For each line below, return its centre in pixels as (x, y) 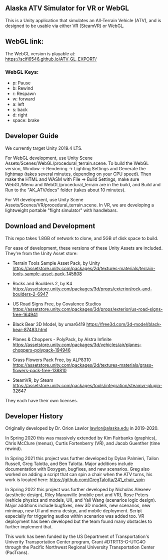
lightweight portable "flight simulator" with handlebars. (62, 210)
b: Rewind (23, 88)
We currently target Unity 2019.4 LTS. (44, 148)
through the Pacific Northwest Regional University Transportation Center (80, 547)
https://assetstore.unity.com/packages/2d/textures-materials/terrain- (84, 268)
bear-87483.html (30, 329)
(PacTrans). (17, 552)
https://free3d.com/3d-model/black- (124, 324)
